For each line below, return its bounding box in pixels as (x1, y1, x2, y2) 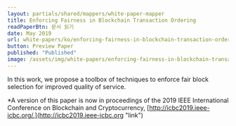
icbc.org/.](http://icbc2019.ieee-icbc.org (7, 111, 124, 119)
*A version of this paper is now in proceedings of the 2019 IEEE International (7, 96, 230, 104)
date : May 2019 (7, 29, 52, 37)
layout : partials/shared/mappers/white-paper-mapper (7, 10, 165, 17)
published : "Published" (7, 50, 77, 57)
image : (7, 56, 27, 63)
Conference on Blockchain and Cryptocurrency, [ (7, 103, 150, 112)
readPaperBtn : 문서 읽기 (7, 23, 74, 30)
